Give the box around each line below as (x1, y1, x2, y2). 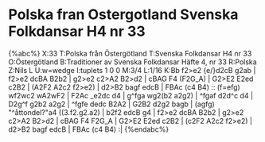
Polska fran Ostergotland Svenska (8, 6, 239, 24)
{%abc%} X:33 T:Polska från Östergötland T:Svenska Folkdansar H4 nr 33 (8, 48, 252, 58)
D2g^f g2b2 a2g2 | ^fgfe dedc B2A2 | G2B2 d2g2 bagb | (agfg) (8, 99, 215, 109)
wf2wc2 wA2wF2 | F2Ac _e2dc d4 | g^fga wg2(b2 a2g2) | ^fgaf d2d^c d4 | (8, 90, 253, 100)
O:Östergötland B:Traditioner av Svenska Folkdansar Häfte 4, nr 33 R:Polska (8, 57, 257, 67)
